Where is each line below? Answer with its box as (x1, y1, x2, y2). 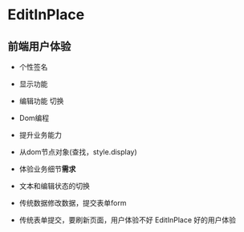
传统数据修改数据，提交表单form (18, 198, 127, 207)
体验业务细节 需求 (18, 164, 76, 174)
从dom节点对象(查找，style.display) (18, 147, 137, 157)
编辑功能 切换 (18, 96, 64, 106)
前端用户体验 (7, 39, 71, 53)
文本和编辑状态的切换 (18, 182, 90, 190)
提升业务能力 (18, 130, 62, 139)
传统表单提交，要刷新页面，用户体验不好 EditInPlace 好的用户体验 (18, 215, 237, 225)
